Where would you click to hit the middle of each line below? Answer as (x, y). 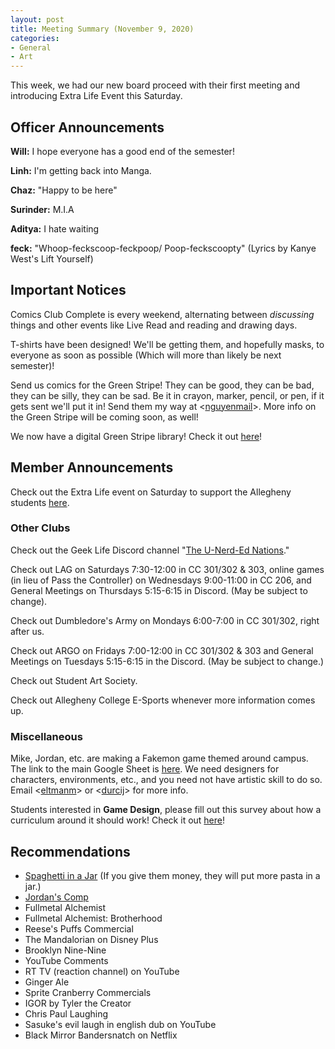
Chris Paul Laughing (66, 1013)
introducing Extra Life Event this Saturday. (96, 96)
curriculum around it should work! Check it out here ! (118, 820)
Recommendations (70, 851)
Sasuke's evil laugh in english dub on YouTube (120, 1024)
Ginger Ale (47, 982)
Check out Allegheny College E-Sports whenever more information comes (163, 700)
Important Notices (68, 290)
